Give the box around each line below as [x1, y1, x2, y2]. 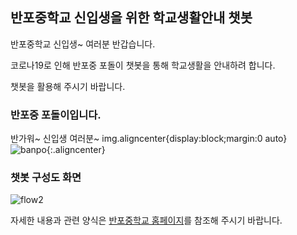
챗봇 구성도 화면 [10, 171, 82, 185]
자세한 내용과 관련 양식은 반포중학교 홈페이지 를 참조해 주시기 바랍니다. [10, 214, 283, 227]
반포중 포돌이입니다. [10, 108, 102, 122]
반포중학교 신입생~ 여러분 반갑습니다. [10, 38, 156, 50]
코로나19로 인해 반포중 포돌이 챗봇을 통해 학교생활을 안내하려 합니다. [10, 59, 276, 71]
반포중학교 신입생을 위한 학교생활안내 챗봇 [10, 9, 253, 27]
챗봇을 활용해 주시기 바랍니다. [10, 80, 126, 92]
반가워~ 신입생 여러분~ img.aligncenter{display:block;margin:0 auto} [10, 133, 288, 145]
